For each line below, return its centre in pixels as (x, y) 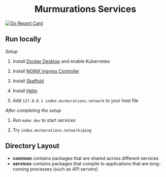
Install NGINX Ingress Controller (46, 71)
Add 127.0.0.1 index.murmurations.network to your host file (75, 100)
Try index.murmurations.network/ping (52, 130)
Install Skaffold (28, 81)
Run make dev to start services (44, 120)
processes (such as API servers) (64, 169)
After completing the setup (33, 110)
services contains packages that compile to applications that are (80, 163)
